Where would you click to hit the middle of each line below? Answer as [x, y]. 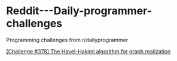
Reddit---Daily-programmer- [79, 11]
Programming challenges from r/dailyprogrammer [67, 40]
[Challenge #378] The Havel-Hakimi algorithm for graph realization [89, 51]
